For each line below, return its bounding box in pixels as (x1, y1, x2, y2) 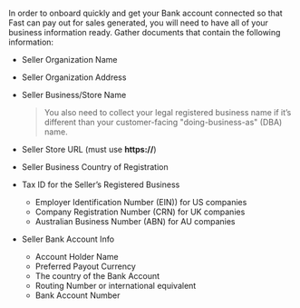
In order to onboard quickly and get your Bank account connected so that (8, 8, 283, 18)
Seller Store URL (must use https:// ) (21, 144, 157, 154)
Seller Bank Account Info (21, 233, 115, 244)
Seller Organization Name (21, 55, 118, 65)
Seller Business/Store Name (21, 90, 127, 100)
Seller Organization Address (21, 72, 127, 83)
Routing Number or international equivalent (34, 281, 197, 291)
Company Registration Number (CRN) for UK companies (34, 206, 246, 217)
